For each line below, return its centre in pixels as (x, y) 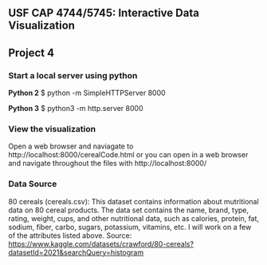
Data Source (33, 184)
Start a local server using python (73, 75)
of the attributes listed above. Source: (70, 235)
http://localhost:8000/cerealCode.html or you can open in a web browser (128, 155)
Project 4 (31, 52)
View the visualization (52, 129)
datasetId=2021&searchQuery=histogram (76, 252)
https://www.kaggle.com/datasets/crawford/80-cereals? (101, 243)
